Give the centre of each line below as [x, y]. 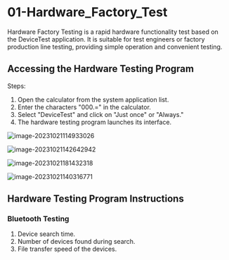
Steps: [17, 86]
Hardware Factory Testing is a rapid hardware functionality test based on [113, 32]
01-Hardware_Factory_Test [87, 12]
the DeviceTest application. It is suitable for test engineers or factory [106, 39]
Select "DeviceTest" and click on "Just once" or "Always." [100, 114]
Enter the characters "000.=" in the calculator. [84, 107]
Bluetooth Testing [38, 219]
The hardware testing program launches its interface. [94, 122]
